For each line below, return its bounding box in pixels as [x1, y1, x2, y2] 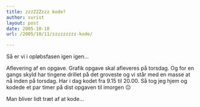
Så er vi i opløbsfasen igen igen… [6, 53, 89, 60]
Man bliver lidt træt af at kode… [6, 96, 84, 103]
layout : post [6, 20, 39, 26]
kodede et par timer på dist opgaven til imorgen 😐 [6, 84, 131, 91]
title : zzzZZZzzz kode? [6, 8, 66, 15]
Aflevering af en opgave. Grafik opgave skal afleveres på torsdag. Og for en [6, 64, 195, 72]
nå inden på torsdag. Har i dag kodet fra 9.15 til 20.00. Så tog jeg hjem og [6, 78, 188, 85]
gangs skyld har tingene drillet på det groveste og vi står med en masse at [6, 71, 191, 78]
